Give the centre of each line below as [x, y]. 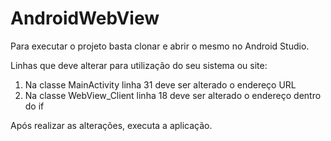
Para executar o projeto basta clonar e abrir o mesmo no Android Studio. [160, 46]
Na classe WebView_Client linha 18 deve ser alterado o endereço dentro [173, 95]
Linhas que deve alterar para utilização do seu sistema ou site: [139, 65]
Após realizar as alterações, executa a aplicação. [111, 125]
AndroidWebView [85, 18]
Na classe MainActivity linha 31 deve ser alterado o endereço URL [160, 84]
